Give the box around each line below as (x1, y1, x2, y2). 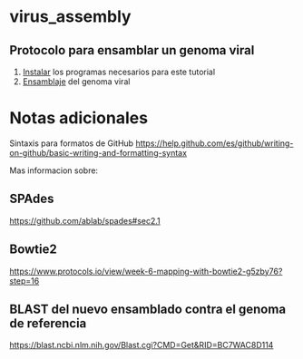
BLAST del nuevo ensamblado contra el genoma (9, 301, 287, 316)
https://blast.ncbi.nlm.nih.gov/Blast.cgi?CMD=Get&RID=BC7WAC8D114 (9, 340, 274, 351)
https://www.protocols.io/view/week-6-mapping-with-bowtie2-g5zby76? (9, 266, 283, 277)
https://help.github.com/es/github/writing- (135, 138, 294, 149)
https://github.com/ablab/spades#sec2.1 (9, 215, 161, 226)
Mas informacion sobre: (9, 165, 98, 176)
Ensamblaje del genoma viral (22, 76, 131, 87)
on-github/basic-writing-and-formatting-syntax (9, 147, 188, 158)
